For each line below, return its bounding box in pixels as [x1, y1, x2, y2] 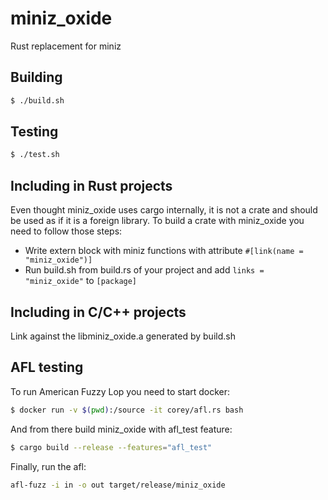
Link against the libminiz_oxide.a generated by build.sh [10, 330, 236, 342]
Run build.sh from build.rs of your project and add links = [24, 264, 265, 276]
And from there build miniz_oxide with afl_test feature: [10, 423, 233, 435]
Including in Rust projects [10, 177, 173, 194]
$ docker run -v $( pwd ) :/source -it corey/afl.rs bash [10, 405, 244, 415]
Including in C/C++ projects [10, 303, 187, 321]
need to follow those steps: [10, 225, 123, 237]
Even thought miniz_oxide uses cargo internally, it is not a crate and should [10, 204, 318, 216]
